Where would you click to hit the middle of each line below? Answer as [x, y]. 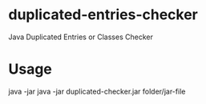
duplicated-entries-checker [103, 15]
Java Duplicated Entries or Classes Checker [81, 37]
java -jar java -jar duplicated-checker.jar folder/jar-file [97, 91]
